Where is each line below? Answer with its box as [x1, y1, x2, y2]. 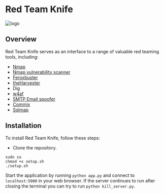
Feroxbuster [12, 74, 38, 81]
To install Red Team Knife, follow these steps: [5, 135, 101, 141]
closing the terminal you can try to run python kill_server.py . [5, 183, 136, 189]
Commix [12, 101, 30, 107]
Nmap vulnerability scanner [12, 69, 71, 75]
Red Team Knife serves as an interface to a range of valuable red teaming [5, 48, 159, 54]
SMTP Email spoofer [12, 96, 56, 102]
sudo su [5, 154, 22, 160]
